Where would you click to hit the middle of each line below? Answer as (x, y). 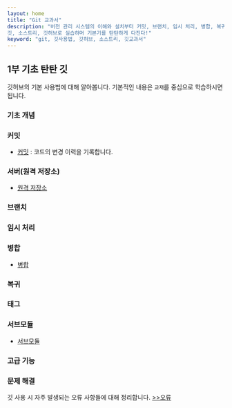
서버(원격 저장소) (33, 171)
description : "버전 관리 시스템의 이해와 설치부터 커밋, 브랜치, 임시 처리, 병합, (110, 26)
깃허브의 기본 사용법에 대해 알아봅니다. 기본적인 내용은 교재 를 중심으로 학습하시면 (115, 86)
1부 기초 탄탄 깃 (37, 69)
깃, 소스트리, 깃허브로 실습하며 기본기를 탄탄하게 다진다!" (79, 33)
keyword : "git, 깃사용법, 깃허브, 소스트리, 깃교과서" (77, 39)
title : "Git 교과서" (35, 20)
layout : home (26, 13)
